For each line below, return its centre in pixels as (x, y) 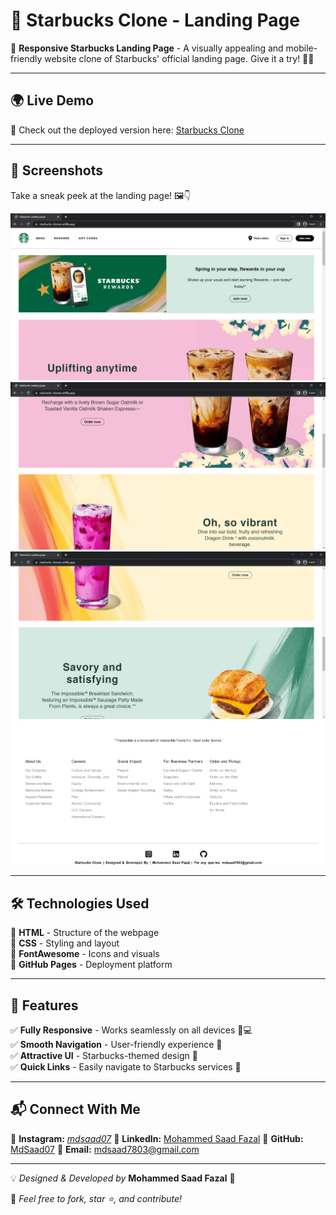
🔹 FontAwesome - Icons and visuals (85, 954)
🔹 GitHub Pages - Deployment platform (91, 965)
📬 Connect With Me (75, 1109)
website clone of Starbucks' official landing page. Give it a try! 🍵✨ (179, 58)
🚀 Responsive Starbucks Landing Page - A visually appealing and (147, 48)
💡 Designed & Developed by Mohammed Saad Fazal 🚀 (123, 1178)
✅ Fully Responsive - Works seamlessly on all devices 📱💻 (131, 1030)
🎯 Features (44, 1005)
